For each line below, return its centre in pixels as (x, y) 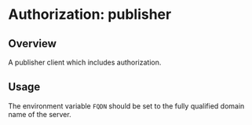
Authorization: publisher (90, 15)
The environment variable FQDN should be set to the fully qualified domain (126, 106)
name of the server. (40, 114)
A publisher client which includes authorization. (85, 62)
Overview (33, 44)
